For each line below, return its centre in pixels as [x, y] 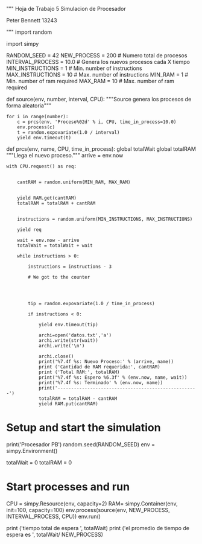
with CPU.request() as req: [42, 166]
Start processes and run [68, 487]
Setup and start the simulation [84, 428]
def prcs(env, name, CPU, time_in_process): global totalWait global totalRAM [101, 149]
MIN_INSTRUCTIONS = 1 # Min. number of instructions [74, 68]
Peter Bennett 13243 [32, 20]
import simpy [23, 44]
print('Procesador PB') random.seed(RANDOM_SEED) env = [81, 444]
